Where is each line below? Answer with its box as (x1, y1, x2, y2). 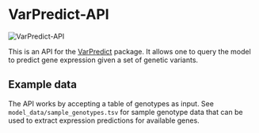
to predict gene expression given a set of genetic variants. (8, 55, 199, 65)
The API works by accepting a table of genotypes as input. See (8, 98, 214, 108)
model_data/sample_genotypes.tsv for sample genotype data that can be (8, 107, 243, 116)
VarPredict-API (8, 6, 109, 24)
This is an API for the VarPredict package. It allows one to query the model (8, 46, 251, 56)
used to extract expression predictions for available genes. (8, 116, 200, 125)
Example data (8, 78, 78, 91)
